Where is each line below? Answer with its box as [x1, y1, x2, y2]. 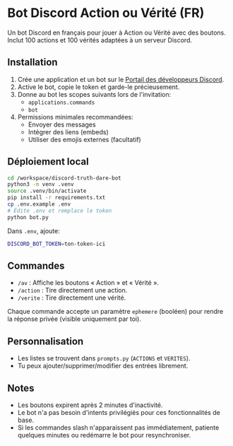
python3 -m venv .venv [7, 181, 74, 188]
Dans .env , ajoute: [7, 226, 60, 235]
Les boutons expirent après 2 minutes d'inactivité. [17, 401, 164, 409]
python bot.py [7, 213, 49, 221]
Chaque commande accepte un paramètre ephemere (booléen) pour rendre [7, 307, 224, 316]
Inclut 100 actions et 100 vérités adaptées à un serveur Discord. [7, 35, 193, 44]
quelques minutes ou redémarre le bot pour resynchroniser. [17, 431, 191, 439]
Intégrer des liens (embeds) [28, 127, 109, 136]
